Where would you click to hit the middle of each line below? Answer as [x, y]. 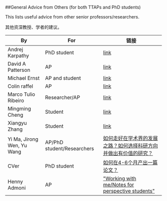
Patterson [19, 70]
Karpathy [18, 56]
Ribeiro [16, 100]
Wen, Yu [17, 145]
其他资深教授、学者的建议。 [34, 27]
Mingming [19, 108]
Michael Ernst [24, 78]
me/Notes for [119, 185]
